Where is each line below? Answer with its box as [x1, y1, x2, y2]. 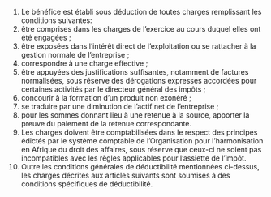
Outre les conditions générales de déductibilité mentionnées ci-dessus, [20, 162, 260, 171]
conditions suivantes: [20, 15, 92, 25]
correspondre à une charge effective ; [20, 58, 148, 68]
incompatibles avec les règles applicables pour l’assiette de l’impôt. [20, 153, 247, 163]
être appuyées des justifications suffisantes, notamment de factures [20, 67, 249, 76]
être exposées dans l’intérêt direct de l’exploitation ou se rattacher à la [20, 41, 256, 51]
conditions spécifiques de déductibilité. [20, 179, 153, 189]
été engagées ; [20, 32, 71, 42]
